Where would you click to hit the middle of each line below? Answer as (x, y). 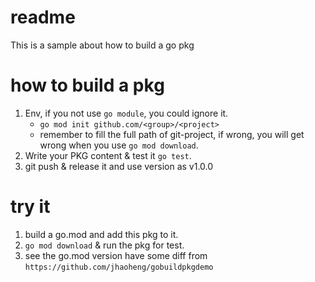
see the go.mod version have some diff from (116, 255)
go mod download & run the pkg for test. (104, 245)
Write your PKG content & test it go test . (108, 155)
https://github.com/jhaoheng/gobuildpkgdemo (119, 267)
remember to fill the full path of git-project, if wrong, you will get (172, 134)
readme (43, 17)
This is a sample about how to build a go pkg (102, 45)
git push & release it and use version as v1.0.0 (119, 166)
